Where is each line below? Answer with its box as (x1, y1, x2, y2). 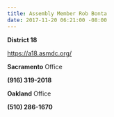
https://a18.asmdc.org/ (7, 49, 72, 57)
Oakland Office (7, 89, 51, 98)
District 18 (7, 35, 38, 44)
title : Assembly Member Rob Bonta (7, 10, 108, 17)
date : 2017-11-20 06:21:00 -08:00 (7, 17, 108, 24)
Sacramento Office (7, 62, 63, 71)
